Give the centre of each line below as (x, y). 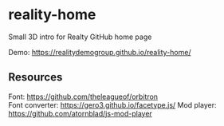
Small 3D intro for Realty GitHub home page (80, 37)
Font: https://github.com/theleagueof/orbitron (83, 96)
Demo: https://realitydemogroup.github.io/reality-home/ (100, 52)
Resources (35, 77)
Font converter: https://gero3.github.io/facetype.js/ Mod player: (112, 104)
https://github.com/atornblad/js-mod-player (81, 113)
